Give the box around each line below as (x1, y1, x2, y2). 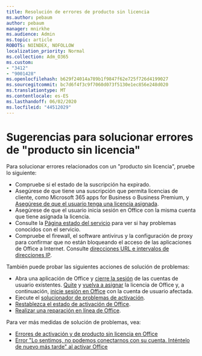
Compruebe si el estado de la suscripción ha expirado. (14, 181, 151, 188)
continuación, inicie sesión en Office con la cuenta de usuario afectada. (14, 288, 194, 295)
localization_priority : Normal (6, 48, 85, 54)
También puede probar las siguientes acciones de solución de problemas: (6, 263, 190, 270)
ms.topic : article (6, 37, 52, 43)
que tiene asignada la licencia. (14, 213, 90, 220)
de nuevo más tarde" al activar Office (14, 343, 108, 351)
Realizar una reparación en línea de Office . (14, 307, 121, 314)
